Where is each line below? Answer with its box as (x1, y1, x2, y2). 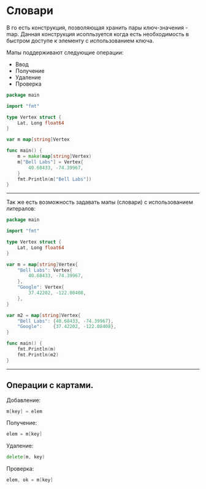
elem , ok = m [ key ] (6, 477, 53, 483)
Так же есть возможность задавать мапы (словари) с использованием (6, 198, 193, 206)
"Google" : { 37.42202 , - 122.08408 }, (17, 324, 116, 330)
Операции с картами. (6, 380, 94, 390)
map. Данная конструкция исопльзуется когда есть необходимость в (6, 30, 189, 37)
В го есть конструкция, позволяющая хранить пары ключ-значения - (6, 24, 188, 31)
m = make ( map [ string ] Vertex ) (17, 154, 92, 160)
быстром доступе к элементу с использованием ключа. (6, 37, 154, 44)
